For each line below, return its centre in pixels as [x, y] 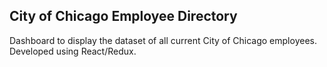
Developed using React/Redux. [73, 51]
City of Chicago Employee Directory [123, 16]
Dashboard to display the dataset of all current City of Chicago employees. [163, 40]
